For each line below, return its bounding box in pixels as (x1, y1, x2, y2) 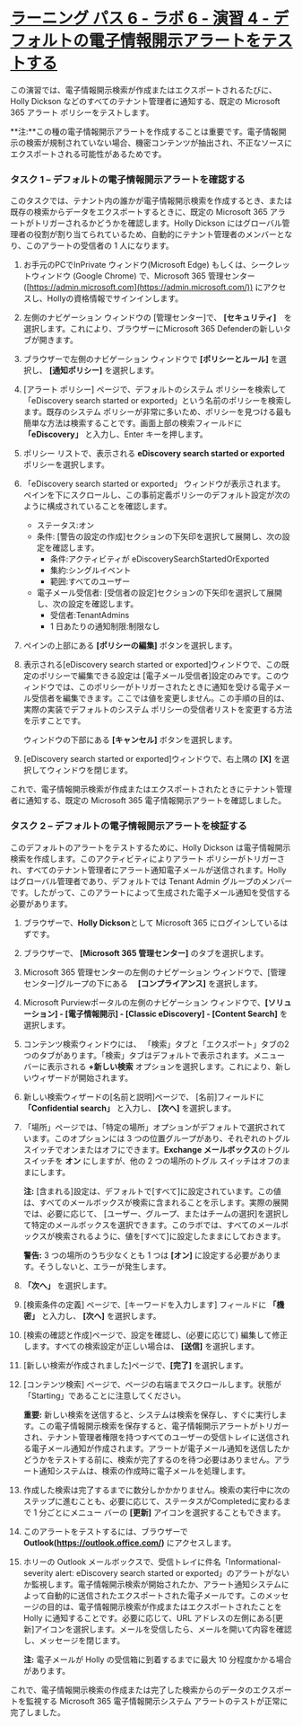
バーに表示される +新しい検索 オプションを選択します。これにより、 (22, 1061, 276, 1072)
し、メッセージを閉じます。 (22, 1634, 125, 1645)
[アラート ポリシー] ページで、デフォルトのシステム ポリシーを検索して (22, 384, 287, 395)
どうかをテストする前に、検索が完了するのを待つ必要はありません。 (22, 1454, 274, 1465)
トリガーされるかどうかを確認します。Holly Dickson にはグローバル (33, 217, 283, 229)
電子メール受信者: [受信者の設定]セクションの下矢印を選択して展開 (36, 588, 283, 598)
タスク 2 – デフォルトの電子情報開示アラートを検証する (10, 819, 247, 832)
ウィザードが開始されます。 (30, 1072, 134, 1083)
